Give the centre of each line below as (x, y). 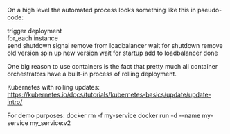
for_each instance (33, 38)
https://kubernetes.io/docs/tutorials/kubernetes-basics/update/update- (109, 94)
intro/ (15, 102)
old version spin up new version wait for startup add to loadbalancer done (113, 53)
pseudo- (210, 10)
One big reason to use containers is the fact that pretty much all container (113, 66)
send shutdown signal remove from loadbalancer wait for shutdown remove (115, 45)
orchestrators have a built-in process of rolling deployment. (92, 74)
